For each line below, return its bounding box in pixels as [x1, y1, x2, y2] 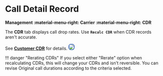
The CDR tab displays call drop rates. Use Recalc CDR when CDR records [5, 29, 152, 35]
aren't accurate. [5, 34, 37, 40]
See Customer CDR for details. [5, 45, 68, 51]
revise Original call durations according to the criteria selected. [5, 65, 132, 71]
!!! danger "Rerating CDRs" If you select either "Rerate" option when [5, 55, 142, 60]
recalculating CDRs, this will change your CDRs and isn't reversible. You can [5, 60, 159, 66]
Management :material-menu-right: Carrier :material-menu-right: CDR [5, 19, 152, 25]
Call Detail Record [5, 3, 79, 15]
